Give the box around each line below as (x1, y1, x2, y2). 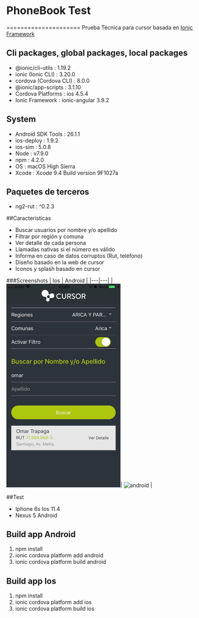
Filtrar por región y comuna (15, 233, 84, 241)
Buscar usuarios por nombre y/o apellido (15, 226, 117, 234)
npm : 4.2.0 (15, 156, 44, 163)
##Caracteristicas (6, 214, 52, 222)
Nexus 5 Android (15, 511, 58, 519)
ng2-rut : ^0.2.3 (15, 203, 55, 210)
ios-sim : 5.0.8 (15, 143, 51, 150)
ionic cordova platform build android (15, 558, 106, 566)
